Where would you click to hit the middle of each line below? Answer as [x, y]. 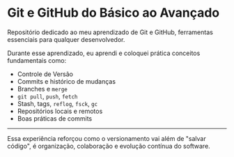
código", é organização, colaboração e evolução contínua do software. [109, 146]
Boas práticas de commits [55, 118]
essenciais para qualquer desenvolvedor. [66, 39]
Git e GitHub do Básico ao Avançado [114, 13]
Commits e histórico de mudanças [67, 81]
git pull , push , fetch [47, 96]
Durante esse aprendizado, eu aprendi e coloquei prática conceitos [104, 53]
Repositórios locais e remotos [60, 111]
